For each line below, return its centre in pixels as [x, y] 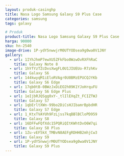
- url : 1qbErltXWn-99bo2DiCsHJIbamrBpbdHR [53, 105]
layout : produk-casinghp [30, 10]
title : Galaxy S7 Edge [37, 110]
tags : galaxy [18, 23]
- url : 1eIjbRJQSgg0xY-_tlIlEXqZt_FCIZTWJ [53, 96]
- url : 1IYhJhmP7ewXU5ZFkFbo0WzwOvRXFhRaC [53, 59]
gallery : [14, 55]
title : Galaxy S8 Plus [37, 128]
